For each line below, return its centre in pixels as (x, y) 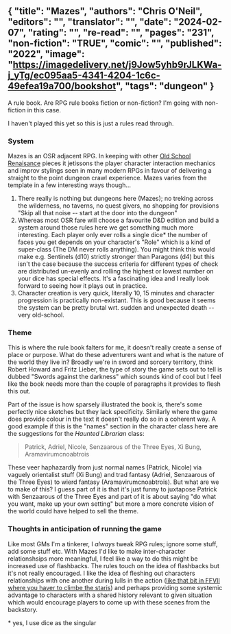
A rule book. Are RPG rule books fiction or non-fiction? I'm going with (106, 103)
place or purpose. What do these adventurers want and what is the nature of (116, 355)
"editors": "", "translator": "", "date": (90, 22)
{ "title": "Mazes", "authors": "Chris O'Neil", (105, 11)
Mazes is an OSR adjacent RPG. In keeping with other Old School (99, 156)
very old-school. (41, 315)
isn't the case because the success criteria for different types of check (118, 264)
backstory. (23, 609)
